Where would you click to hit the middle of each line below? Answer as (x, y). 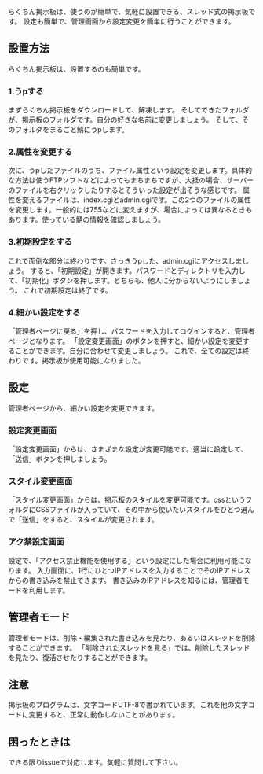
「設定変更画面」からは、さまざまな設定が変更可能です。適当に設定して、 (128, 449)
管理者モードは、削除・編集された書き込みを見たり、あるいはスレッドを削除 (132, 638)
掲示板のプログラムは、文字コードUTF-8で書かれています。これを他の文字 (128, 705)
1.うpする (26, 91)
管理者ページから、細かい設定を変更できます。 (84, 408)
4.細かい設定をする (44, 312)
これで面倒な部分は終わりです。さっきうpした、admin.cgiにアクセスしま (125, 260)
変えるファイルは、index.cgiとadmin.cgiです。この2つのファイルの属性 (136, 200)
